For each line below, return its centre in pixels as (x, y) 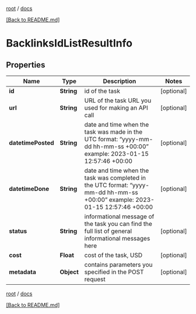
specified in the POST (114, 272)
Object (69, 272)
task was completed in (115, 178)
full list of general (108, 231)
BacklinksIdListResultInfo (69, 43)
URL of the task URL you (118, 100)
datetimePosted (32, 143)
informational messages (117, 238)
